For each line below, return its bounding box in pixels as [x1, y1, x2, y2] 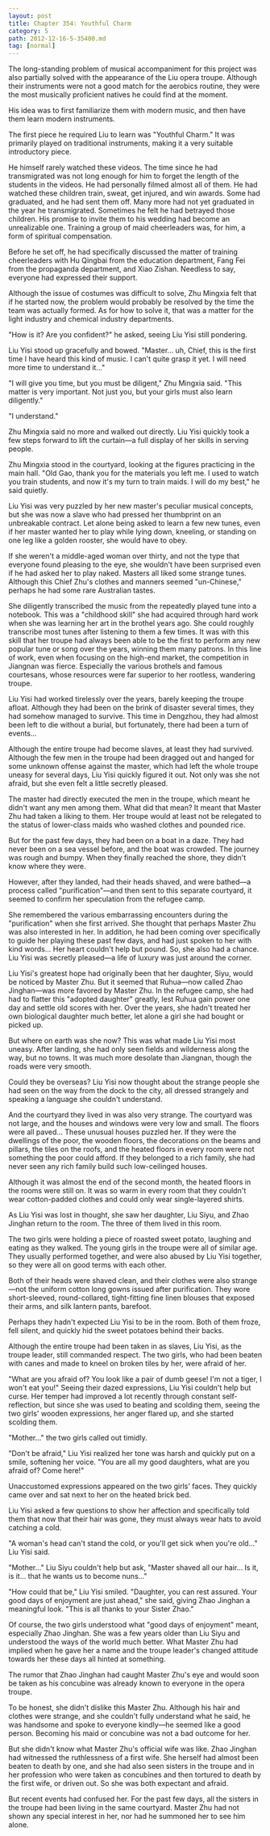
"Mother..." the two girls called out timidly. [8, 1433, 147, 1443]
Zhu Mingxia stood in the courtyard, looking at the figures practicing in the [8, 460, 255, 470]
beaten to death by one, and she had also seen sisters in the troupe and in [8, 1762, 255, 1771]
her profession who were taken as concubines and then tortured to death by [8, 1770, 262, 1779]
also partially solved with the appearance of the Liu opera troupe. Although [8, 73, 258, 82]
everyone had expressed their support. [8, 272, 138, 283]
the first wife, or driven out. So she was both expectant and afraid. [8, 1779, 229, 1788]
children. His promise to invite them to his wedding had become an [8, 214, 231, 224]
